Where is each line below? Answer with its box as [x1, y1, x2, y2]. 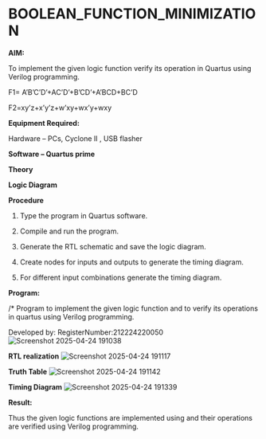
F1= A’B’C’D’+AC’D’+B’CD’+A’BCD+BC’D [8, 87, 138, 96]
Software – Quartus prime [8, 149, 96, 159]
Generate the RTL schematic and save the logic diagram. [19, 241, 207, 251]
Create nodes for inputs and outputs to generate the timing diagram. [19, 257, 244, 267]
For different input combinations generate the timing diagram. [19, 272, 222, 282]
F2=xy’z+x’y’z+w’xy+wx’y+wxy [8, 103, 112, 112]
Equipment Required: [8, 118, 80, 127]
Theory [8, 164, 33, 174]
